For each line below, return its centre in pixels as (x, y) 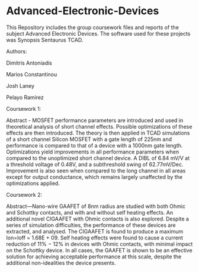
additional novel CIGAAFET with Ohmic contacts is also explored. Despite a (98, 219)
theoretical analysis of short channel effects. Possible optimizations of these (99, 126)
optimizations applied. (33, 183)
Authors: (17, 51)
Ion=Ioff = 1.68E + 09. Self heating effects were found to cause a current (95, 238)
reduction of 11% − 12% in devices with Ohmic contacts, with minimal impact (99, 244)
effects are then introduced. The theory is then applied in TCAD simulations (98, 133)
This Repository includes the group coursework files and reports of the (93, 27)
